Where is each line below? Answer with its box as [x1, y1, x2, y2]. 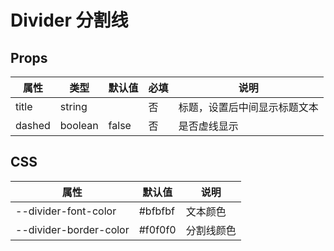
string [59, 100, 88, 113]
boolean [59, 119, 99, 132]
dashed [15, 119, 51, 132]
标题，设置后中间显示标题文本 [178, 101, 319, 114]
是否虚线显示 [178, 119, 239, 133]
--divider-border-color [15, 222, 130, 236]
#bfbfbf [138, 204, 176, 218]
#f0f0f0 [138, 222, 177, 236]
